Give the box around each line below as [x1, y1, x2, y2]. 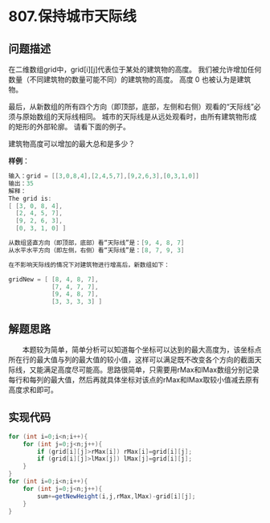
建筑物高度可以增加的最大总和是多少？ [8, 139, 135, 149]
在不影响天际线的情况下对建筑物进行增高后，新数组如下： [8, 260, 170, 269]
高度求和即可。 [8, 385, 58, 394]
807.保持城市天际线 [8, 7, 137, 26]
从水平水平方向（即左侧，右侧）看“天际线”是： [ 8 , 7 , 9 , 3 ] [8, 246, 185, 254]
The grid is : [8, 194, 52, 202]
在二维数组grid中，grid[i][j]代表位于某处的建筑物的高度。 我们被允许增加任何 [8, 65, 262, 74]
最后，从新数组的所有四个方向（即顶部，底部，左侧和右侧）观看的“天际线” [8, 102, 255, 111]
